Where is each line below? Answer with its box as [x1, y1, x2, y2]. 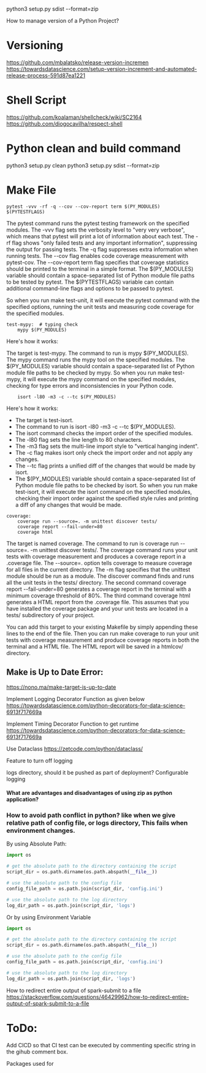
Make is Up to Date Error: [6, 667, 104, 678]
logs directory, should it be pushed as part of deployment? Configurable [6, 768, 189, 776]
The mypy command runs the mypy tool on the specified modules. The [6, 355, 185, 363]
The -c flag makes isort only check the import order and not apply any [15, 449, 193, 456]
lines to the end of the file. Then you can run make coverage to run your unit [6, 629, 199, 637]
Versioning [6, 39, 63, 53]
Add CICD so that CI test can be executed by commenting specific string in [6, 1041, 196, 1048]
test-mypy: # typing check [6, 321, 78, 327]
